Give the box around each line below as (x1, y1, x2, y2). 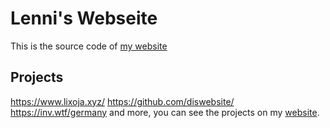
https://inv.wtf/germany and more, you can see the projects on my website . (10, 106, 320, 118)
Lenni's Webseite (10, 7, 158, 30)
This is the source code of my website (10, 40, 168, 52)
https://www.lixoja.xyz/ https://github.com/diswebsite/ (10, 95, 235, 107)
